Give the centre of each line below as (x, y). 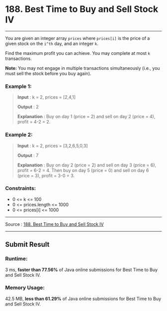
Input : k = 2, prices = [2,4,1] (46, 97)
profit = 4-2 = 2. (34, 122)
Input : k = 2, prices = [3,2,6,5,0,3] (52, 146)
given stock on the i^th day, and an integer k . (52, 43)
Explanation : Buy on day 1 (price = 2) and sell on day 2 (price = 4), (86, 117)
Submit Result (27, 244)
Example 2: (19, 135)
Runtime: (16, 259)
